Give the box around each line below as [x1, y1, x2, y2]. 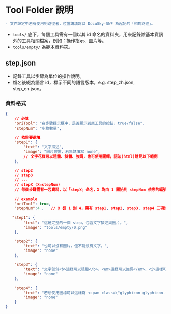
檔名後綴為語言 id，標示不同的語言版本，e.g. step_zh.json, [12, 79, 135, 85]
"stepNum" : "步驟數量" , [14, 125, 62, 131]
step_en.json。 [12, 85, 44, 91]
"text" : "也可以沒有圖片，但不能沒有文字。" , [23, 243, 109, 248]
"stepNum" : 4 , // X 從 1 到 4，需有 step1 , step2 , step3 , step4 [14, 206, 154, 211]
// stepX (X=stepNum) [14, 182, 60, 187]
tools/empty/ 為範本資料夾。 [12, 44, 73, 50]
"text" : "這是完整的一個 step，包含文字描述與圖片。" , [23, 220, 128, 226]
